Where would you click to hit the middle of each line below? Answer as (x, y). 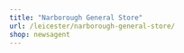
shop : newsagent (40, 34)
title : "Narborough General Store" (76, 18)
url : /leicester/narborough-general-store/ (92, 26)
